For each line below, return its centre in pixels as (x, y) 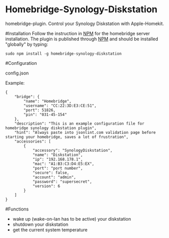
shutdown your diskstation (40, 224)
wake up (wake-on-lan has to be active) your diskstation (72, 219)
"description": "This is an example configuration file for (79, 124)
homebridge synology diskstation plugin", (51, 128)
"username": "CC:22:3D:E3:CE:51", (60, 106)
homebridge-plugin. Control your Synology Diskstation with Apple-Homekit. (85, 23)
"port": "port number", (58, 168)
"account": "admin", (54, 177)
